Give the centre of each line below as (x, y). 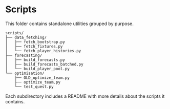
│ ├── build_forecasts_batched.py (44, 64)
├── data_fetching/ (26, 37)
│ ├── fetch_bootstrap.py (35, 42)
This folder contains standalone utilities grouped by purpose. (70, 24)
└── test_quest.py (34, 86)
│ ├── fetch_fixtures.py (34, 46)
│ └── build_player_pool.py (38, 69)
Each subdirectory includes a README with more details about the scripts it (85, 96)
